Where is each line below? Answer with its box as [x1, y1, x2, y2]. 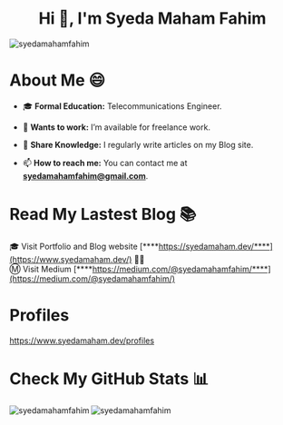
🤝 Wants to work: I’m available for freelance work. [22, 122, 211, 133]
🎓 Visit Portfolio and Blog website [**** [9, 241, 159, 252]
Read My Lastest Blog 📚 [9, 204, 197, 225]
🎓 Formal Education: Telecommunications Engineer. [22, 100, 222, 112]
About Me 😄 [9, 70, 106, 91]
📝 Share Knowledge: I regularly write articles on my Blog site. [22, 139, 254, 150]
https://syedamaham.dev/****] [158, 241, 274, 252]
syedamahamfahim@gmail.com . [22, 170, 149, 181]
